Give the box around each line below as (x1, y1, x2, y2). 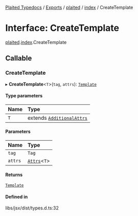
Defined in (5, 193, 28, 200)
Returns (5, 171, 23, 178)
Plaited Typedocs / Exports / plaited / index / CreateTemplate (5, 5, 133, 10)
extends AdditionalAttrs (27, 114, 88, 121)
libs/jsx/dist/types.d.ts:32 (5, 205, 59, 211)
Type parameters (5, 93, 43, 99)
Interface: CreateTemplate (5, 23, 119, 34)
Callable (5, 54, 32, 63)
